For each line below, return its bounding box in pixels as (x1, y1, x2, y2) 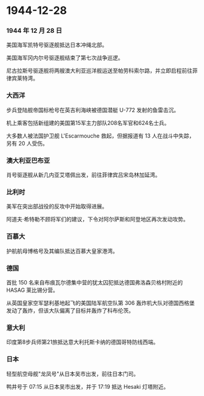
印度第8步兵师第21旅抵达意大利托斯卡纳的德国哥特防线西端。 (6, 338, 159, 346)
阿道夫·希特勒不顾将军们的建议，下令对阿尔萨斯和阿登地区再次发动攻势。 (6, 216, 189, 223)
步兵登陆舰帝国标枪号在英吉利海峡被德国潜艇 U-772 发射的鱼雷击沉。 (6, 106, 180, 113)
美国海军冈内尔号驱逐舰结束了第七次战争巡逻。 (6, 54, 123, 61)
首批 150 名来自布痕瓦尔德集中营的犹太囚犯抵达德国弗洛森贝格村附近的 (6, 278, 183, 286)
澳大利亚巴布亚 (6, 156, 50, 164)
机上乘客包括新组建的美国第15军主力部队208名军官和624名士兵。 (6, 119, 170, 126)
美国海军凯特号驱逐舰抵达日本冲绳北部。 (6, 41, 107, 49)
